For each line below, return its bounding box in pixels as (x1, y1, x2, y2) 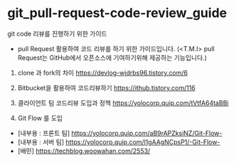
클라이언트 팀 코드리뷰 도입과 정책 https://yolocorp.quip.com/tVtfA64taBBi (17, 98, 229, 107)
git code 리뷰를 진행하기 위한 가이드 (7, 29, 107, 38)
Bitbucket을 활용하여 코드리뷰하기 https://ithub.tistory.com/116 (17, 83, 195, 92)
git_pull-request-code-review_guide (7, 5, 227, 21)
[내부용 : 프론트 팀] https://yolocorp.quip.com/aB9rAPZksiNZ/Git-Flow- (17, 129, 222, 137)
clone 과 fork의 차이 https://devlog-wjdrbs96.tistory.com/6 (17, 68, 188, 77)
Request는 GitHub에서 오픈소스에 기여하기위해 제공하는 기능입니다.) (17, 53, 208, 62)
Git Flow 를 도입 (17, 114, 63, 122)
